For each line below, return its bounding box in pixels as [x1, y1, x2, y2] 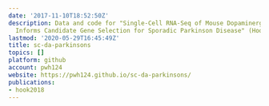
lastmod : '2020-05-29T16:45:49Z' [8, 33, 120, 42]
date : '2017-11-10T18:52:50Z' [8, 11, 110, 20]
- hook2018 [8, 85, 45, 94]
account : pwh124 [8, 64, 62, 72]
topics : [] [8, 49, 45, 57]
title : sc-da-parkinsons [8, 41, 91, 49]
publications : [8, 78, 56, 86]
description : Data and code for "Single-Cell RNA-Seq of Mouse [8, 19, 224, 27]
